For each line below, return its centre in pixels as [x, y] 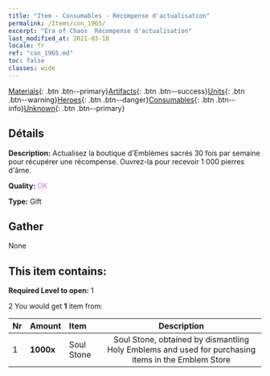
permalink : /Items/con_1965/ [57, 23]
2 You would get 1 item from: [55, 306]
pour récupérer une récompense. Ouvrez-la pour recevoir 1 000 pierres [127, 161]
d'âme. [20, 170]
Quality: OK [28, 185]
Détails [26, 134]
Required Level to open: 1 [51, 291]
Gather [26, 226]
